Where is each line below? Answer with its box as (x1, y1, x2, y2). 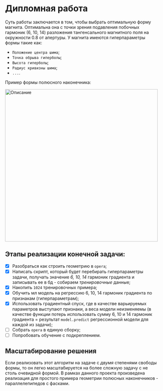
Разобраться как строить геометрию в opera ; (12, 263, 107, 269)
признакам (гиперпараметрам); (12, 295, 79, 301)
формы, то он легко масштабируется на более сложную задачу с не (5, 365, 148, 371)
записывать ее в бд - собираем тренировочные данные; (12, 279, 131, 285)
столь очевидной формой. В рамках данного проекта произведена (5, 370, 145, 376)
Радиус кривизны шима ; (12, 64, 58, 71)
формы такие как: (5, 39, 42, 45)
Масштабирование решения (5, 347, 97, 355)
